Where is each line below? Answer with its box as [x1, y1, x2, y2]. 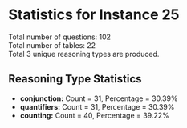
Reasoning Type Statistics [8, 72, 142, 86]
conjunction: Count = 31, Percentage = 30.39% [19, 94, 178, 103]
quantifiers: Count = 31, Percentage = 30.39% [19, 102, 175, 111]
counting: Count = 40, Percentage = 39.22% [19, 110, 170, 120]
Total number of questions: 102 [8, 32, 111, 42]
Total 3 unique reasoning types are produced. [8, 49, 160, 58]
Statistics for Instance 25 [8, 6, 180, 24]
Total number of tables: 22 [8, 40, 96, 50]
